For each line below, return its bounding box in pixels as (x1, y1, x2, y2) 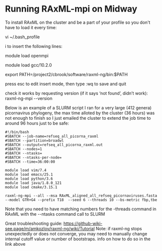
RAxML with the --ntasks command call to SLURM (5, 211, 105, 217)
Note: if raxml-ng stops (96, 225, 142, 231)
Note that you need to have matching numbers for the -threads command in (5, 206, 157, 212)
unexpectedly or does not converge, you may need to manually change (5, 231, 147, 236)
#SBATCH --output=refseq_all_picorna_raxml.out (5, 142, 103, 147)
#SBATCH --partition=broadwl (5, 138, 64, 143)
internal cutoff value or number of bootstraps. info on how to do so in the (5, 236, 151, 242)
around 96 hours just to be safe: (5, 120, 69, 126)
